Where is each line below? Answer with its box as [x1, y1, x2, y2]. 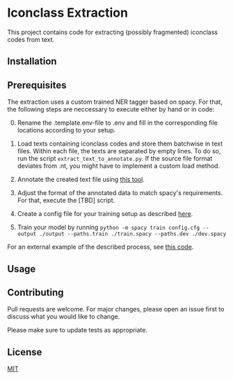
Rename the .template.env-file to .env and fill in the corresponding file [17, 118, 218, 127]
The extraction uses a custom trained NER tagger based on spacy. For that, [7, 98, 223, 106]
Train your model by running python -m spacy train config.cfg [17, 223, 200, 231]
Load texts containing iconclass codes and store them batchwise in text [17, 139, 223, 148]
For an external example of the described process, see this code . [7, 242, 194, 252]
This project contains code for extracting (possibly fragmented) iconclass [7, 28, 218, 36]
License [7, 346, 42, 358]
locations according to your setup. [17, 126, 116, 134]
